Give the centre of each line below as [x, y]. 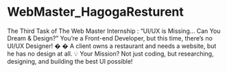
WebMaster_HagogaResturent [95, 12]
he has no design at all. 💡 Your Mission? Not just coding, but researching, [110, 53]
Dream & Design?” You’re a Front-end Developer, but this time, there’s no [110, 38]
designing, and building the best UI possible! [70, 61]
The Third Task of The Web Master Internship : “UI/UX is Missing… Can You [114, 31]
